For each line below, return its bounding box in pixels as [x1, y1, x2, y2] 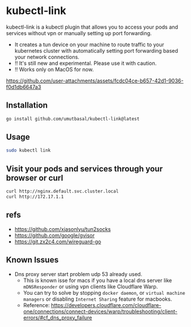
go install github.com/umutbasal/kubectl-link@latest [6, 116, 140, 122]
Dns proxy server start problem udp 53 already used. [14, 270, 143, 277]
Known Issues [6, 255, 59, 265]
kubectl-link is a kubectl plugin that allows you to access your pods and [6, 23, 178, 30]
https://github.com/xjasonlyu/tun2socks [14, 225, 111, 232]
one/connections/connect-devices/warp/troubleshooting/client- [23, 308, 178, 315]
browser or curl [6, 173, 63, 183]
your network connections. [14, 53, 80, 60]
